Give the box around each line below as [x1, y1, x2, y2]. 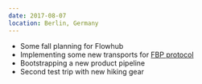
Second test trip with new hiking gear [19, 66, 145, 76]
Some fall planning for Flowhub [19, 41, 124, 50]
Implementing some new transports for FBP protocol [19, 50, 195, 59]
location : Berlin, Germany [8, 19, 99, 27]
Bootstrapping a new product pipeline [19, 58, 146, 68]
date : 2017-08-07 [8, 11, 67, 20]
